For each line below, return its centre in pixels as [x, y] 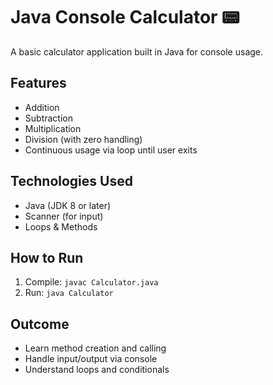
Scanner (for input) [64, 216]
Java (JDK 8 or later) [68, 205]
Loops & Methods [61, 226]
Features [38, 83]
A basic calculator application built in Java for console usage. [137, 51]
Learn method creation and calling [95, 348]
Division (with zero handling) [83, 139]
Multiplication [53, 128]
